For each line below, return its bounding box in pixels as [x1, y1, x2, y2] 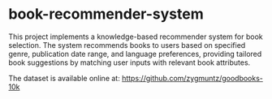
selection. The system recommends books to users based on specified [8, 40, 246, 49]
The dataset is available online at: [8, 73, 120, 83]
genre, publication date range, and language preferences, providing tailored [8, 49, 262, 58]
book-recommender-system [8, 5, 205, 24]
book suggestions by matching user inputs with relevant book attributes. [8, 58, 251, 67]
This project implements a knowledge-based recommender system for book [8, 32, 264, 41]
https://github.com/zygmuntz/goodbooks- [121, 73, 264, 83]
